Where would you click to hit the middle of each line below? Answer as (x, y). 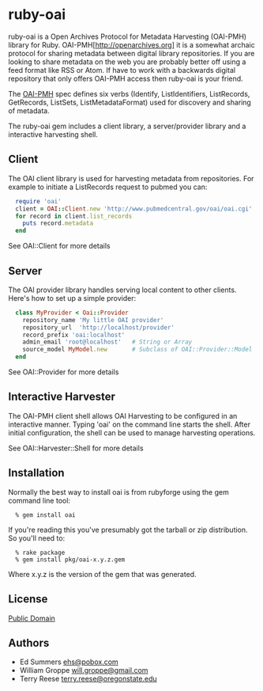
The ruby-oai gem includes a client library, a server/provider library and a (127, 126)
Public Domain (32, 618)
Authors (29, 643)
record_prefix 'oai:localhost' (74, 335)
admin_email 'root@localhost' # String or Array (107, 342)
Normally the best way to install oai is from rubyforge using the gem (118, 492)
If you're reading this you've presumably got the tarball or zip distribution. (128, 530)
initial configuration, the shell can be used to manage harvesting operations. (132, 432)
